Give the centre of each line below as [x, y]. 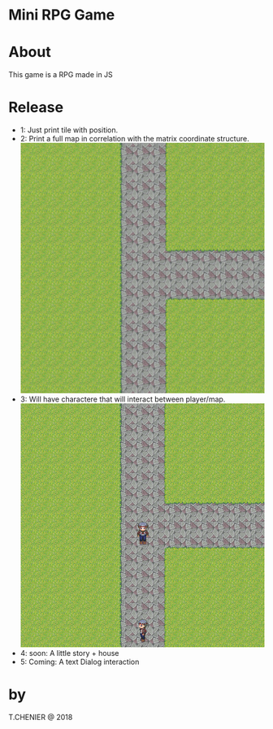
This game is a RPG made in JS [61, 75]
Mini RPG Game [62, 15]
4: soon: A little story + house [69, 653]
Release [36, 108]
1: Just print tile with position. [69, 130]
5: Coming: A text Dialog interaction [80, 662]
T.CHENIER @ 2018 [41, 717]
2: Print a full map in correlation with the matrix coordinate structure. [134, 139]
